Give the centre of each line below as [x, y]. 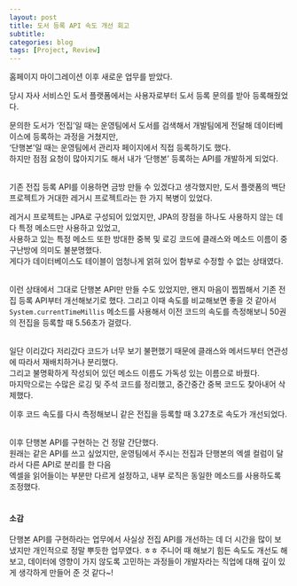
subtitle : [27, 34]
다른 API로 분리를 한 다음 [68, 465]
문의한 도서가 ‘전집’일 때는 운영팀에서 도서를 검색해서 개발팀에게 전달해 [131, 126]
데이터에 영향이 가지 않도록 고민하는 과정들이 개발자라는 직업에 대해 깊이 [152, 562]
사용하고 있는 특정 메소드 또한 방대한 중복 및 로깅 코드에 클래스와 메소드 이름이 [144, 239]
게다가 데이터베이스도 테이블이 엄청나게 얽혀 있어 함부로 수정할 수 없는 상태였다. [146, 262]
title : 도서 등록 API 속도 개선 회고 [70, 26]
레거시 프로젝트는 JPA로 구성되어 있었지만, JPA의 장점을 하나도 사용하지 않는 [141, 217]
